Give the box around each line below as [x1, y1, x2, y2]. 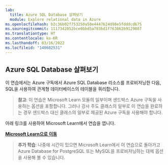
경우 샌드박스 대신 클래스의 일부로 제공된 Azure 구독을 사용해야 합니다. [23, 110, 163, 116]
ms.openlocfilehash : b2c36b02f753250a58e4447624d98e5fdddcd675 [5, 21, 142, 27]
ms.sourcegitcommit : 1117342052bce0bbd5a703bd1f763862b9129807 [5, 26, 142, 31]
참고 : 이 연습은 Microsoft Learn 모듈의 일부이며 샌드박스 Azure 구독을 [17, 97, 157, 103]
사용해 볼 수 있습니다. [23, 154, 65, 160]
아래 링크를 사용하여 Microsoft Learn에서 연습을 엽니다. [5, 120, 116, 126]
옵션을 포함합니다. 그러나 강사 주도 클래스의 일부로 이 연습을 [31, 103, 149, 109]
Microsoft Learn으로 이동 [5, 131, 57, 137]
